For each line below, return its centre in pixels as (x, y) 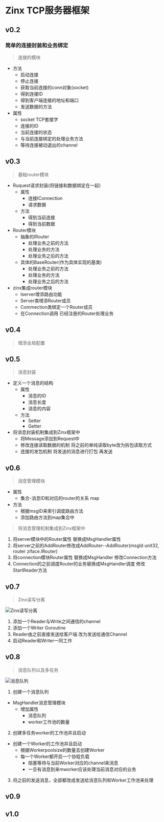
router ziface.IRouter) (35, 552)
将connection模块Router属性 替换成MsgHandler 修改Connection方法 (85, 557)
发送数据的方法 (36, 107)
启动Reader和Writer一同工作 (42, 640)
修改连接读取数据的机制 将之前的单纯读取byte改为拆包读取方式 (86, 445)
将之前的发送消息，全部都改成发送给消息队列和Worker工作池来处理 (83, 780)
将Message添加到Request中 (50, 439)
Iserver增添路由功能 (41, 294)
